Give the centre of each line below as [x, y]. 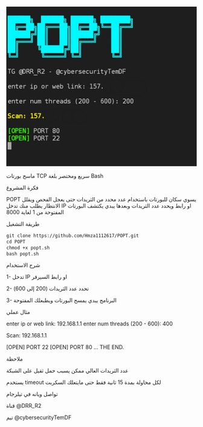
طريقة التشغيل [23, 224]
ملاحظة [14, 359]
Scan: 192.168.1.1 [27, 336]
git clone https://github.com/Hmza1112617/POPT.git [72, 236]
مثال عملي [18, 312]
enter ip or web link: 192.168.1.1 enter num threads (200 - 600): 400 [90, 324]
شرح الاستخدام [23, 265]
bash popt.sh [23, 254]
